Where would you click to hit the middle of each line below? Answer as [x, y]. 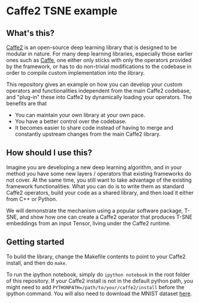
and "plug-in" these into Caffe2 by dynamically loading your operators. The [99, 97]
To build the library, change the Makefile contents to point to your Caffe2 [96, 256]
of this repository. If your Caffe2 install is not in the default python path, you [100, 281]
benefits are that [26, 103]
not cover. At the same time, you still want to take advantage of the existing [99, 180]
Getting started [35, 242]
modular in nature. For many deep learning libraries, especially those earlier [99, 54]
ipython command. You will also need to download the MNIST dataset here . [99, 293]
